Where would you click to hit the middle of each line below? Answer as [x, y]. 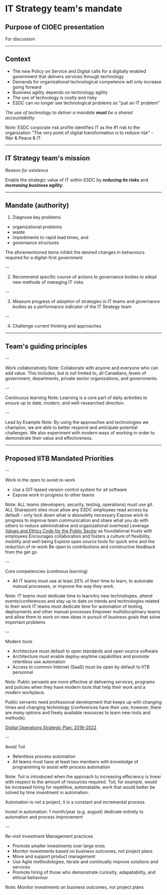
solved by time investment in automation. [47, 793]
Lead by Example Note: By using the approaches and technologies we [77, 422]
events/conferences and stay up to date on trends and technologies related [82, 601]
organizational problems [37, 227]
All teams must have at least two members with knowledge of [75, 762]
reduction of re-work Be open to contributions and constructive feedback [80, 547]
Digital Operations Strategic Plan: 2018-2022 [51, 728]
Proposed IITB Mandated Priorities [60, 458]
